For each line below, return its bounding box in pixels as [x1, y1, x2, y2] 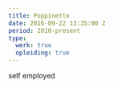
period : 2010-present [8, 26, 81, 34]
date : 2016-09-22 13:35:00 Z [8, 19, 106, 27]
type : [8, 34, 26, 42]
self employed [8, 71, 55, 80]
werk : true [15, 42, 52, 50]
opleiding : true [15, 49, 70, 57]
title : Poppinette [8, 11, 70, 20]
